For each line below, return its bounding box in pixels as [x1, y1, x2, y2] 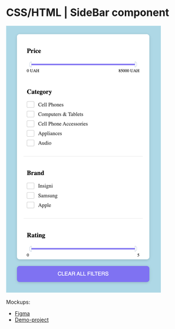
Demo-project [14, 316, 49, 323]
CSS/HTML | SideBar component [6, 6, 170, 19]
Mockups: [6, 298, 31, 305]
